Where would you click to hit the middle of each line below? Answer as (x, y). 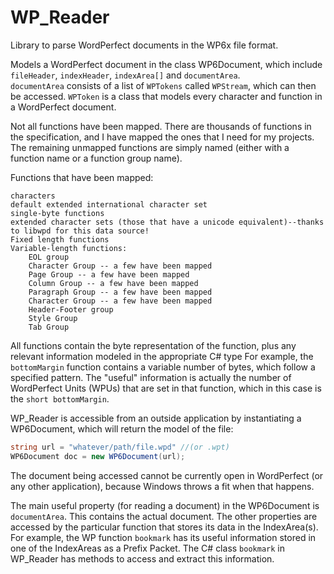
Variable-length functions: (69, 248)
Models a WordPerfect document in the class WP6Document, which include (166, 64)
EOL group (49, 257)
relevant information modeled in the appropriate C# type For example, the (162, 356)
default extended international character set (109, 204)
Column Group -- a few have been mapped (113, 283)
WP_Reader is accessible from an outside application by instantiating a (156, 418)
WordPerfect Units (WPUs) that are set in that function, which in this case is (166, 388)
